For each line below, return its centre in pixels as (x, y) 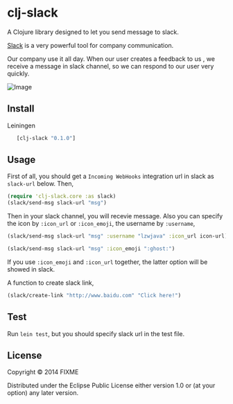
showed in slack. (31, 269)
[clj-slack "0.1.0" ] (46, 138)
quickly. (18, 73)
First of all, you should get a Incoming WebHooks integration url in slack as (111, 176)
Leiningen (21, 125)
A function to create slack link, (51, 283)
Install (21, 109)
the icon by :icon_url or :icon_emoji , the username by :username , (101, 224)
